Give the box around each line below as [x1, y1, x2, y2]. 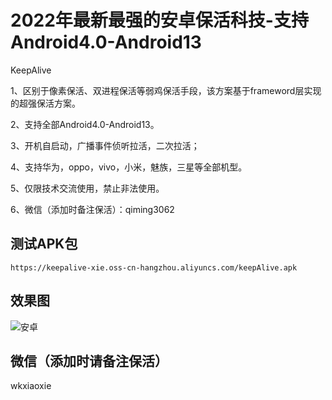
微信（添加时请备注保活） [10, 352, 168, 370]
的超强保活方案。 [10, 97, 81, 109]
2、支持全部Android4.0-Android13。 [10, 118, 160, 130]
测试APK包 [10, 236, 78, 253]
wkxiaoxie [10, 380, 52, 392]
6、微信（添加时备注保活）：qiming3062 [10, 203, 175, 215]
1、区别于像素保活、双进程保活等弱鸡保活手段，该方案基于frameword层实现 [10, 84, 322, 96]
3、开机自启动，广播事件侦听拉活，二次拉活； [10, 139, 200, 151]
